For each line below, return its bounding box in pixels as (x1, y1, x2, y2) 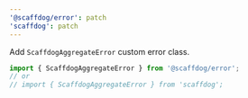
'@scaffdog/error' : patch (9, 13, 106, 22)
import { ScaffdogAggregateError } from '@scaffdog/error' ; (9, 64, 241, 73)
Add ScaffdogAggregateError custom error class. (9, 46, 190, 57)
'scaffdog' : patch (9, 22, 78, 31)
